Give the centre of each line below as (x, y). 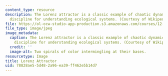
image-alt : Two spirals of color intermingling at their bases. (78, 51)
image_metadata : (22, 33)
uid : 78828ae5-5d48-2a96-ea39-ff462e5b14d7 (51, 65)
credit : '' (21, 47)
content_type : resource (30, 10)
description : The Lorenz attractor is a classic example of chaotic (78, 14)
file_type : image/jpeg (29, 28)
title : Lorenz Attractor (31, 61)
